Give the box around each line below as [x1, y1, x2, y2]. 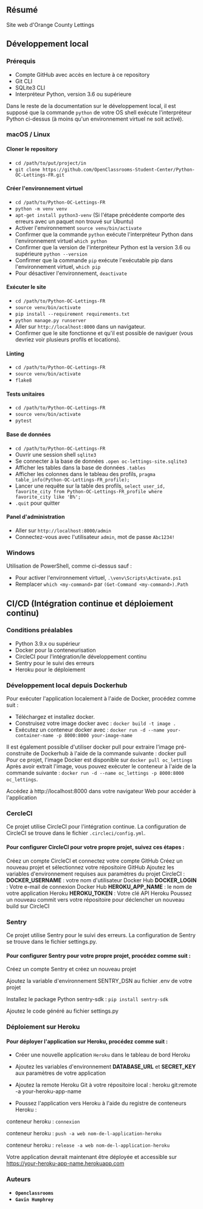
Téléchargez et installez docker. [15, 713, 95, 721]
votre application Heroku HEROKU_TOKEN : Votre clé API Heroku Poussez [6, 890, 192, 897]
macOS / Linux [6, 130, 50, 139]
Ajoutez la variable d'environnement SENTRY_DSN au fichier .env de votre [6, 977, 193, 985]
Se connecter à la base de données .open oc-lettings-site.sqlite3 [15, 457, 187, 465]
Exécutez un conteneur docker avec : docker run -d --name [15, 726, 165, 733]
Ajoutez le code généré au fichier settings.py [6, 1007, 119, 1015]
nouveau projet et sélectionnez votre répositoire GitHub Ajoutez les [6, 863, 174, 871]
